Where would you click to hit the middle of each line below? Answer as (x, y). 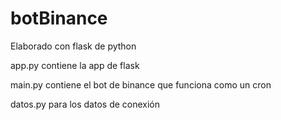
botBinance (59, 18)
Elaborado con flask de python (73, 46)
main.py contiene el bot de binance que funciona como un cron (141, 84)
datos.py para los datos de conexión (85, 104)
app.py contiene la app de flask (75, 65)
